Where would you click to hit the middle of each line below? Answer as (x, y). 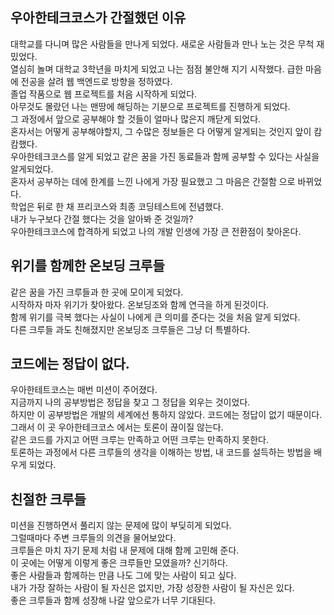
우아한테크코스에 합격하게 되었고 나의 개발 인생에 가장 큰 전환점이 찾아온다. (156, 231)
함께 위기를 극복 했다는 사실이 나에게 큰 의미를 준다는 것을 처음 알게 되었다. (155, 317)
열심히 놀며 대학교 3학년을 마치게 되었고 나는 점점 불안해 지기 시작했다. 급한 (157, 69)
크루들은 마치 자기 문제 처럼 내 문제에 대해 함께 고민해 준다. (125, 550)
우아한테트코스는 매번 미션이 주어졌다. (84, 390)
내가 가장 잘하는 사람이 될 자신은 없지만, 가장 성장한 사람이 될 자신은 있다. (152, 588)
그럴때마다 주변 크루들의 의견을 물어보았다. (93, 538)
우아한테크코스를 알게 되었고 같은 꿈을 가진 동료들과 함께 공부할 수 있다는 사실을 (165, 156)
